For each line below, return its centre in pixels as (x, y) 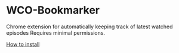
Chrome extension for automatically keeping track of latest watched (89, 26)
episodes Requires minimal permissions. (56, 32)
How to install (23, 44)
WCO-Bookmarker (53, 10)
